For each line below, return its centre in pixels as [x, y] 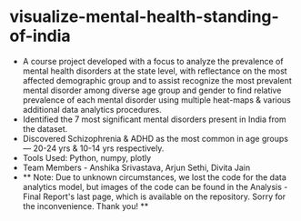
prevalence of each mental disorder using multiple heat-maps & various [156, 100]
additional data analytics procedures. [92, 109]
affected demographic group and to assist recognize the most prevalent [157, 80]
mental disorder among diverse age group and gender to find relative [152, 90]
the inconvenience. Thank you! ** [85, 206]
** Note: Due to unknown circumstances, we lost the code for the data [154, 177]
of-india [40, 36]
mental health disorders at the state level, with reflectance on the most [155, 71]
